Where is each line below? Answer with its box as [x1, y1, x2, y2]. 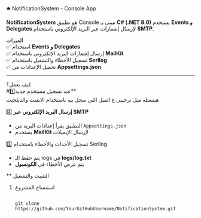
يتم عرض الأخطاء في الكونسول [14, 161, 85, 168]
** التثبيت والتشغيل [6, 172, 49, 179]
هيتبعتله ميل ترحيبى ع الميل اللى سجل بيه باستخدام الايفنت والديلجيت [6, 96, 159, 103]
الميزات [6, 37, 24, 44]
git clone [14, 201, 40, 207]
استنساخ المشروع [14, 184, 55, 190]
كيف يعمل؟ [6, 81, 32, 88]
